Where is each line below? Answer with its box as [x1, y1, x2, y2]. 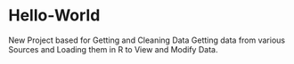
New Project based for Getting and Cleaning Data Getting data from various [8, 35, 286, 45]
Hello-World [8, 5, 101, 26]
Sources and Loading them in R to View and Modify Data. [8, 44, 218, 54]
